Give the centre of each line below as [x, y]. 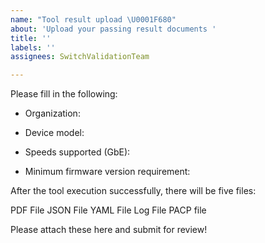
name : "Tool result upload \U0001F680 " [93, 19]
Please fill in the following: [64, 94]
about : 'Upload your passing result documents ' [113, 29]
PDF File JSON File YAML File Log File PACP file [108, 210]
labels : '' [33, 47]
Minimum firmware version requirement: [107, 172]
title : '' [31, 38]
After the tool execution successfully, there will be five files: [133, 191]
